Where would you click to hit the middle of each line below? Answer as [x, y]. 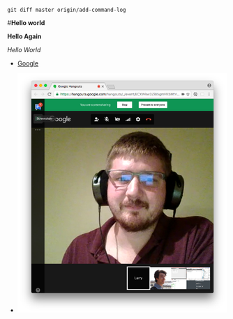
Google [28, 63]
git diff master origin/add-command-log [67, 10]
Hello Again [24, 36]
